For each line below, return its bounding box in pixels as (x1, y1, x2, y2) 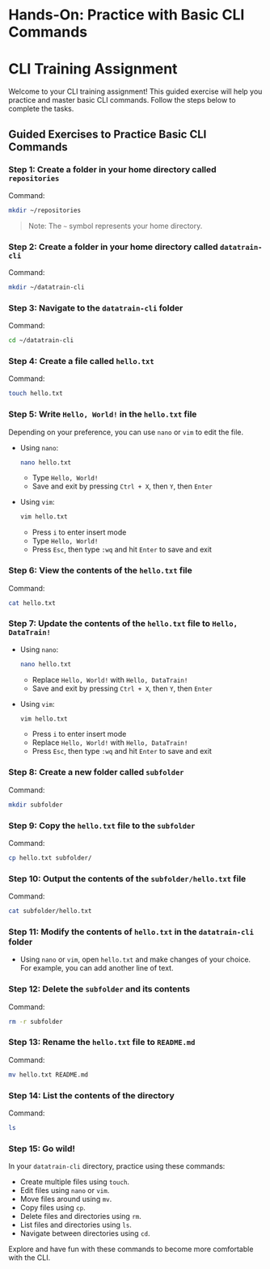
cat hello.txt (8, 599, 57, 607)
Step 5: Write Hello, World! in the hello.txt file (8, 408, 197, 420)
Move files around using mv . (19, 1195, 112, 1204)
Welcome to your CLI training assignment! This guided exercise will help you (8, 87, 263, 96)
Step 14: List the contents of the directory (8, 1089, 175, 1101)
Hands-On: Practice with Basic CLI (8, 6, 245, 24)
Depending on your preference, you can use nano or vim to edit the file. (8, 427, 244, 437)
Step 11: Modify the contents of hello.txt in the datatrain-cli (8, 926, 255, 937)
